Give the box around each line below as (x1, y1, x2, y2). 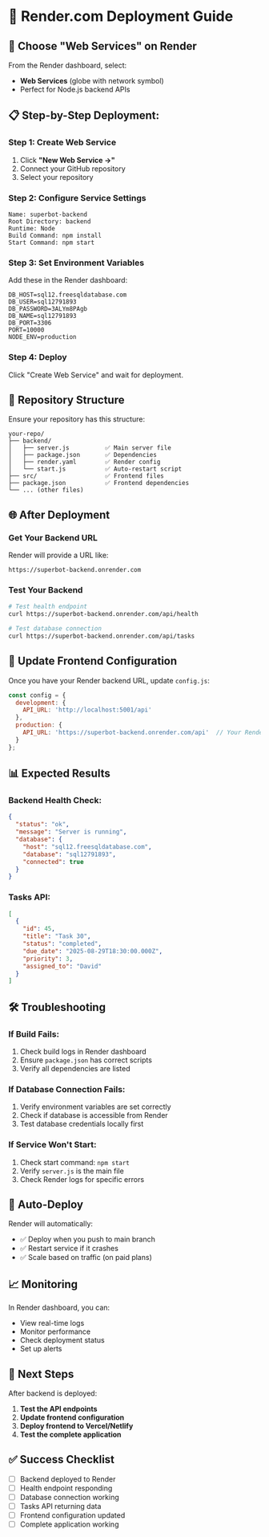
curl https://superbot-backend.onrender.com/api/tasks (8, 632, 195, 640)
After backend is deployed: (8, 1388, 98, 1398)
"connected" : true (22, 858, 84, 866)
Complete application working (19, 1519, 119, 1529)
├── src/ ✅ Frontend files (8, 472, 164, 480)
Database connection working (19, 1492, 120, 1502)
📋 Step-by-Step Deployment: (8, 108, 160, 123)
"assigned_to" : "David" (22, 962, 102, 970)
